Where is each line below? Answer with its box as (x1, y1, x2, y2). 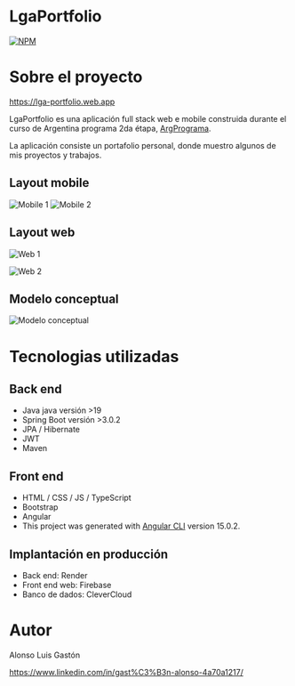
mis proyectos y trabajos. (9, 149, 102, 160)
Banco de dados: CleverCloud (21, 589, 132, 600)
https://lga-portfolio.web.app (9, 96, 116, 107)
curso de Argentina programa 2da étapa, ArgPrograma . (9, 123, 211, 133)
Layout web (9, 225, 76, 240)
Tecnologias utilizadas (9, 346, 179, 367)
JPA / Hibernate (21, 424, 81, 435)
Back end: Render (21, 569, 88, 580)
